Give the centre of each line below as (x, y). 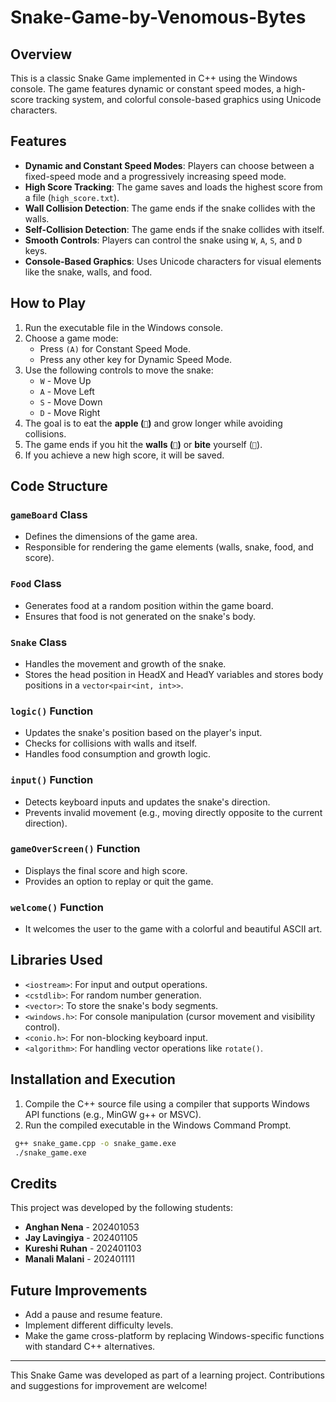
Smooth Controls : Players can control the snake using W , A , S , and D (163, 240)
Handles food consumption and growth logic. (118, 754)
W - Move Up (65, 380)
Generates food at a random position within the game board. (149, 605)
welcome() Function (57, 907)
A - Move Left (67, 391)
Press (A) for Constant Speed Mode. (115, 348)
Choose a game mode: (71, 338)
